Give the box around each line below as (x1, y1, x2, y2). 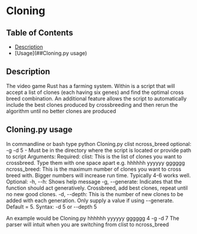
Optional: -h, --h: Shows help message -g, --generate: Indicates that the (6, 178, 182, 185)
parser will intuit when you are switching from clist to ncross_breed (6, 220, 169, 228)
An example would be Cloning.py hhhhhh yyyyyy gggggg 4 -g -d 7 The (6, 214, 180, 222)
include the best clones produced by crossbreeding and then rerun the (6, 101, 178, 108)
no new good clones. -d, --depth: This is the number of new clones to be (6, 190, 184, 197)
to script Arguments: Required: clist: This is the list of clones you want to (6, 152, 182, 160)
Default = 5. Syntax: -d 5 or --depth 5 (6, 203, 97, 210)
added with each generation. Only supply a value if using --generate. (6, 197, 174, 204)
